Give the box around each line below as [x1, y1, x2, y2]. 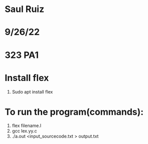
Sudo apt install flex [12, 88, 53, 94]
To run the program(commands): [5, 106, 144, 117]
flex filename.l [12, 122, 41, 128]
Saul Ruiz [5, 3, 45, 15]
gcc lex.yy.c [12, 128, 37, 134]
